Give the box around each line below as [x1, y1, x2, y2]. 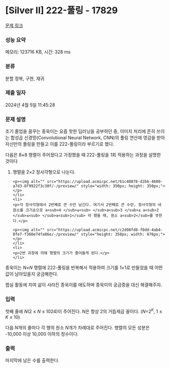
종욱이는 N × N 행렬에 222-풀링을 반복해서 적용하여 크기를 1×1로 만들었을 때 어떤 [5, 265, 163, 271]
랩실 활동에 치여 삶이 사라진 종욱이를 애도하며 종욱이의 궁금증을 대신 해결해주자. [5, 282, 162, 288]
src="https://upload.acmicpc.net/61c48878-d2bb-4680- [47, 179, 163, 185]
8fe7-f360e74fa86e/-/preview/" [12, 232, 79, 237]
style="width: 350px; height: [81, 183, 145, 189]
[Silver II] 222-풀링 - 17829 [5, 5, 118, 16]
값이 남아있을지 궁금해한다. [5, 271, 58, 277]
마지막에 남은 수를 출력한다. [5, 357, 60, 363]
